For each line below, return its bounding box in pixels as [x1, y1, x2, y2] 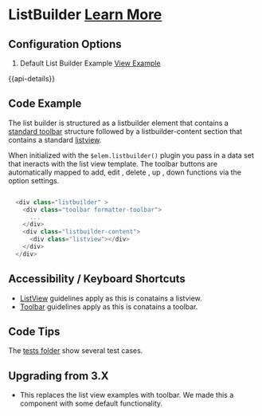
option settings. [8, 175, 60, 185]
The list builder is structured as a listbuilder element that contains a [8, 118, 229, 128]
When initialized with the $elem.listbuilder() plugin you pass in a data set [8, 150, 255, 160]
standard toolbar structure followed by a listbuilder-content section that [8, 126, 243, 136]
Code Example [8, 97, 82, 111]
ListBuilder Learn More [8, 6, 162, 24]
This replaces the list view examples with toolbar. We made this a [19, 390, 234, 400]
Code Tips [8, 325, 61, 339]
